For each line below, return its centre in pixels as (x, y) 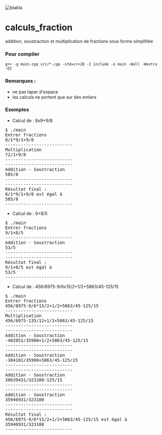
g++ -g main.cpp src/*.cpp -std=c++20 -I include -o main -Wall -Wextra (81, 64)
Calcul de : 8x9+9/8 (32, 120)
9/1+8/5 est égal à (29, 267)
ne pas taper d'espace (35, 92)
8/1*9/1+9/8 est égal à (34, 194)
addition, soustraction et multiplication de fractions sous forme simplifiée (79, 41)
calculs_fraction (39, 28)
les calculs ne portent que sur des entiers (54, 97)
